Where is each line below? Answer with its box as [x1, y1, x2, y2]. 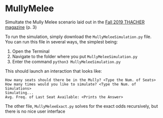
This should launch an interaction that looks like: [5, 68, 102, 74]
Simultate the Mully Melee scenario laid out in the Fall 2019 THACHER [5, 19, 145, 25]
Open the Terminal [12, 48, 50, 54]
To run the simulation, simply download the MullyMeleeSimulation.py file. [5, 34, 152, 39]
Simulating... [5, 90, 34, 95]
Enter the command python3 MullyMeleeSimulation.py [12, 59, 121, 64]
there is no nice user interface [5, 108, 66, 114]
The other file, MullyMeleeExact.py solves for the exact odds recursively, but [5, 103, 158, 109]
